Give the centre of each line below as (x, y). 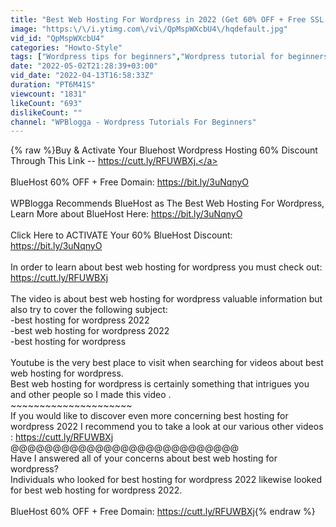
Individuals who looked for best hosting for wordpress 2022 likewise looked (166, 480)
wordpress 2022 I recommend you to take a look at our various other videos (167, 427)
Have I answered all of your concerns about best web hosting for (144, 458)
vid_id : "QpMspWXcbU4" (57, 38)
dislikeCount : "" (46, 112)
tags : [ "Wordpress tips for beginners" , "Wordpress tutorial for (147, 57)
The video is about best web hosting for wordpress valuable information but (166, 299)
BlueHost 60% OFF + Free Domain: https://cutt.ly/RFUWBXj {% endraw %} (163, 512)
